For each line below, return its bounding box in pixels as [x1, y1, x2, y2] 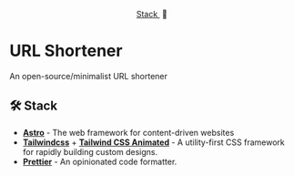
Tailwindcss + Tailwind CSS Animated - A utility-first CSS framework [22, 137, 285, 148]
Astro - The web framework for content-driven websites [22, 127, 235, 138]
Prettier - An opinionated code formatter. [22, 156, 177, 167]
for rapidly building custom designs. [22, 146, 157, 157]
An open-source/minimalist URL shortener [9, 70, 168, 81]
